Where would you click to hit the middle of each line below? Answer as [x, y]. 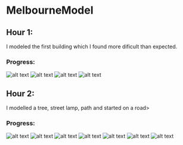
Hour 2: [20, 94]
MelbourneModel [50, 10]
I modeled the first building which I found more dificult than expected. [92, 46]
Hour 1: [20, 32]
